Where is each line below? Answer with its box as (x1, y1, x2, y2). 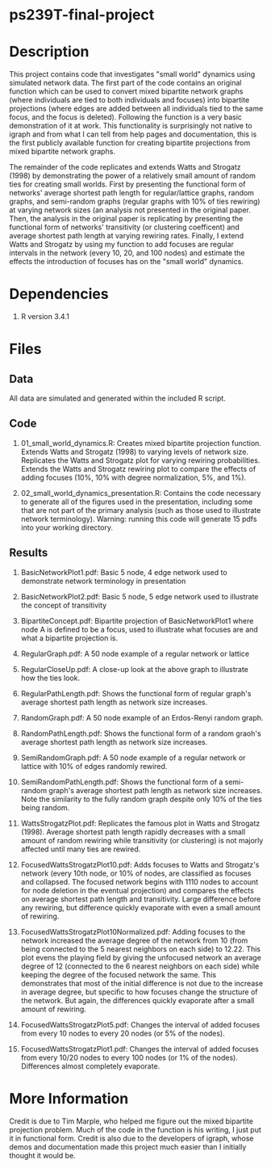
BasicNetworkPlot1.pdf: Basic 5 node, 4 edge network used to (20, 567, 228, 577)
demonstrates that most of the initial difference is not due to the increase (20, 978, 264, 988)
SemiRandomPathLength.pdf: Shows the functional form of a (20, 777, 223, 787)
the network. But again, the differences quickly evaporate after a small (20, 995, 255, 1005)
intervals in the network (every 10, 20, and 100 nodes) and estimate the (9, 248, 245, 258)
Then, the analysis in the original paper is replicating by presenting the (9, 214, 244, 224)
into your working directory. (20, 523, 114, 532)
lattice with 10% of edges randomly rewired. (20, 761, 168, 771)
